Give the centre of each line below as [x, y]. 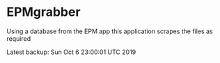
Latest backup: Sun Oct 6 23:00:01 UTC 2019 [71, 52]
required [19, 38]
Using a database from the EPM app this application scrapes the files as [110, 31]
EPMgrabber [44, 12]
